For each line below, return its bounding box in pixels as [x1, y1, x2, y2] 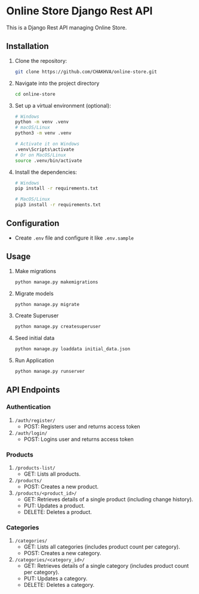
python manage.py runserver [14, 369, 85, 375]
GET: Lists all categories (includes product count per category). [23, 543, 180, 550]
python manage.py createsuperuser [14, 324, 101, 330]
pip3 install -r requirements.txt [14, 202, 101, 208]
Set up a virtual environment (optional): [14, 102, 112, 109]
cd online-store [14, 91, 56, 97]
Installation [6, 41, 49, 51]
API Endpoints [6, 385, 60, 395]
